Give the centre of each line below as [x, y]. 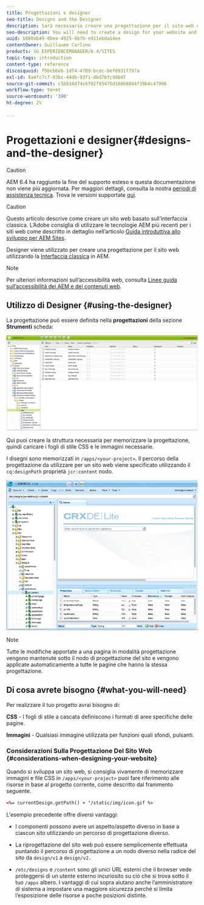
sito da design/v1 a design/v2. [53, 857]
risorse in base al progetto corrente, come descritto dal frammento [90, 784]
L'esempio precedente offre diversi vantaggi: [62, 814]
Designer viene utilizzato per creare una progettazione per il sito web [93, 249]
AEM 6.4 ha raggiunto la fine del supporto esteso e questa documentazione [101, 182]
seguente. [19, 791]
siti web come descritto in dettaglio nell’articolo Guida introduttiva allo [93, 231]
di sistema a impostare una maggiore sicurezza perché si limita [94, 889]
